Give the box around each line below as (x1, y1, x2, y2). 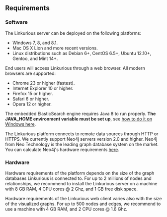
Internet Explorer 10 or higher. (12, 85, 74, 91)
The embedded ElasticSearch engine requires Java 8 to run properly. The (5, 110, 156, 116)
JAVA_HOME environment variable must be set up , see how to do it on (5, 116, 153, 122)
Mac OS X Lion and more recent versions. (12, 45, 98, 51)
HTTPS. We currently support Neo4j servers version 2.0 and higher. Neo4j (5, 136, 158, 142)
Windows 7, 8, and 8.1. (12, 40, 58, 46)
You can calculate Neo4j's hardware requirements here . (5, 146, 119, 153)
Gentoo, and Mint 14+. (12, 55, 58, 61)
